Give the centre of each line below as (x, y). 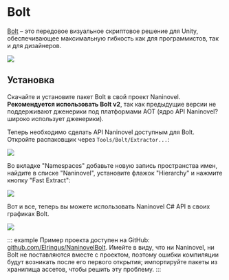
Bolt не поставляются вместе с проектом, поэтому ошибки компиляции (113, 255)
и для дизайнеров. (34, 45)
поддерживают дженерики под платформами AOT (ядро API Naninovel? (113, 111)
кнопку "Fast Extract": (39, 180)
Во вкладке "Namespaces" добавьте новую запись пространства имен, (112, 165)
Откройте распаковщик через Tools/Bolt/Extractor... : (88, 139)
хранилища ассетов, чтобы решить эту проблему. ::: (84, 269)
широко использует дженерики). (56, 118)
